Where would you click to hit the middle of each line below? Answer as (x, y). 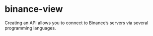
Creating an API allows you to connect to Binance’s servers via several (76, 23)
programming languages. (30, 28)
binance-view (34, 9)
